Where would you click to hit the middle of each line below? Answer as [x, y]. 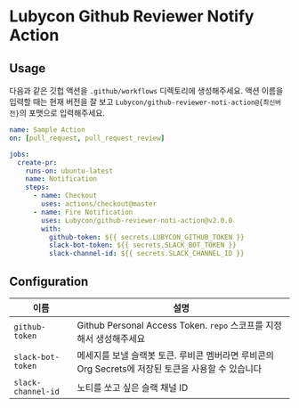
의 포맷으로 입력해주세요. [62, 113]
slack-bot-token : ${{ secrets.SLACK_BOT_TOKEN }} [143, 245]
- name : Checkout [65, 196]
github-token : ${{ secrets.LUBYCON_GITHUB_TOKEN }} [146, 237]
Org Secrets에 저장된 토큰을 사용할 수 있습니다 [170, 369]
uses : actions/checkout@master [99, 204]
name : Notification [61, 179]
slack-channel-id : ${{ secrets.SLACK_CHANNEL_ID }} [146, 254]
